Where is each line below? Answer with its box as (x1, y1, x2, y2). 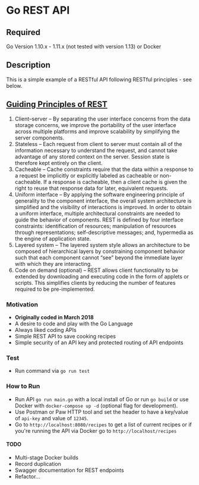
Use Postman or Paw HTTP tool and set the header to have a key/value (14, 408, 189, 416)
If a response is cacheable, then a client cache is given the (43, 178, 187, 185)
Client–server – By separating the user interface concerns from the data (14, 115, 191, 122)
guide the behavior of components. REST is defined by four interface (14, 216, 184, 223)
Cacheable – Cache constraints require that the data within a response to (14, 166, 194, 173)
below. (6, 82, 23, 89)
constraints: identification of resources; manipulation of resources (14, 222, 176, 229)
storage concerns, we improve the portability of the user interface (14, 121, 176, 128)
